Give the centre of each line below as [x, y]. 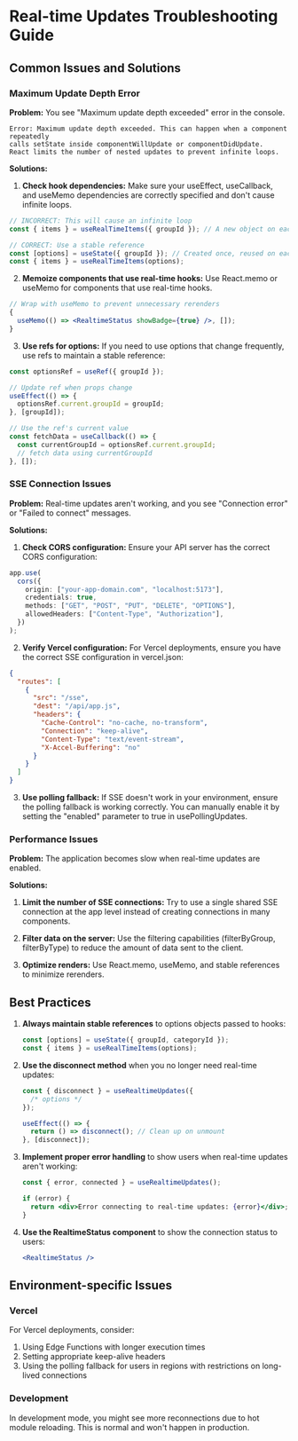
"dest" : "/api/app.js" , [77, 706]
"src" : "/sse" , [61, 698]
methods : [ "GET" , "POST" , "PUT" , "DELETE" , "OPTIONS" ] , [131, 606]
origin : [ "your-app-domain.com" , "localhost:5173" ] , [125, 589]
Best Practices [50, 1002]
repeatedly [29, 136]
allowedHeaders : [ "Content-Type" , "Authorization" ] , [125, 614]
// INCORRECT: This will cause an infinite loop [101, 220]
